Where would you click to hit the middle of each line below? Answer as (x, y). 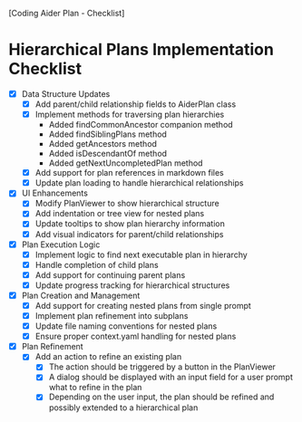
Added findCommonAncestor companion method (141, 125)
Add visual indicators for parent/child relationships (129, 234)
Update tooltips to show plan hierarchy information (130, 224)
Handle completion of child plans (97, 264)
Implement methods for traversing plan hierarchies (130, 115)
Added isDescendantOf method (108, 154)
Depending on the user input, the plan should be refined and (161, 397)
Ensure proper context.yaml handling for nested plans (136, 336)
